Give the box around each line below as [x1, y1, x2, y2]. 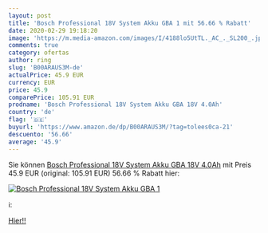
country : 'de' [8, 109, 56, 116]
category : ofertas [8, 49, 69, 57]
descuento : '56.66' [8, 130, 73, 138]
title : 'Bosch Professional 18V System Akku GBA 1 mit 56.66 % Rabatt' [8, 19, 251, 27]
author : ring [8, 57, 52, 65]
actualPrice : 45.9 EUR [8, 71, 84, 79]
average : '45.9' [8, 137, 62, 146]
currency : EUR [8, 78, 56, 86]
